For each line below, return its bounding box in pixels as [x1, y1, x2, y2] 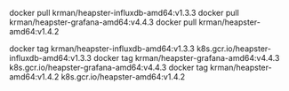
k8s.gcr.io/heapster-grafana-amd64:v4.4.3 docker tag [9, 62, 209, 72]
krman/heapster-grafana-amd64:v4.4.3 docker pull [9, 17, 197, 27]
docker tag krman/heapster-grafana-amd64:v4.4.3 [92, 53, 280, 63]
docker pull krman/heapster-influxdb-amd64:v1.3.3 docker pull [9, 8, 240, 18]
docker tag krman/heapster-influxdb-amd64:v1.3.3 [9, 43, 196, 54]
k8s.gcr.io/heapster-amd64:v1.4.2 [60, 72, 186, 82]
